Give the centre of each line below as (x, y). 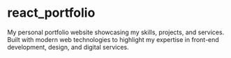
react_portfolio (51, 13)
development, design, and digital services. (68, 47)
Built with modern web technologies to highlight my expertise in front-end (113, 39)
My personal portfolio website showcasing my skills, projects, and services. (116, 32)
